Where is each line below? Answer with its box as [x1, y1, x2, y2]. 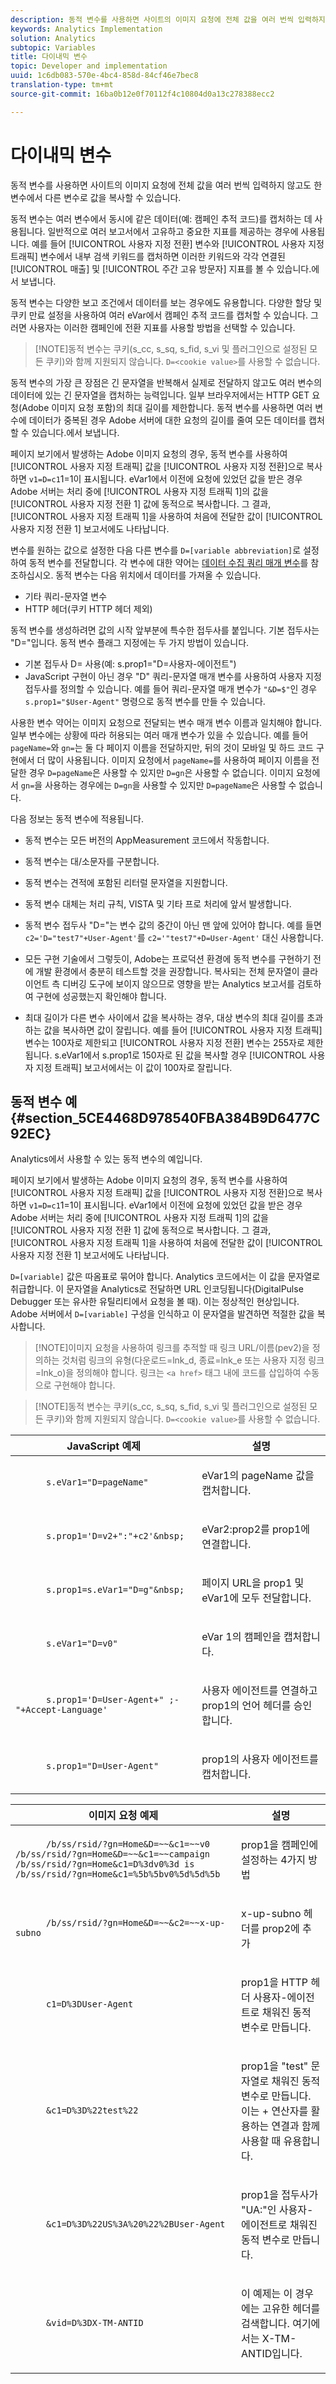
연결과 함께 [271, 2119, 321, 2133]
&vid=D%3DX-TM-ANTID [46, 2317, 144, 2329]
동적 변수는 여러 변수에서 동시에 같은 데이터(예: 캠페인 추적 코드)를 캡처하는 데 [10, 212, 313, 225]
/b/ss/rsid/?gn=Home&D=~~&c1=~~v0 [46, 1839, 211, 1850]
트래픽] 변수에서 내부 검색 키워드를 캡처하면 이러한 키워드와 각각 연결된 [10, 250, 286, 262]
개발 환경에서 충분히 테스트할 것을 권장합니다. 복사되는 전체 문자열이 [35, 965, 300, 977]
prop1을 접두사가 [240, 2188, 319, 2202]
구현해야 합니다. [53, 1379, 116, 1391]
